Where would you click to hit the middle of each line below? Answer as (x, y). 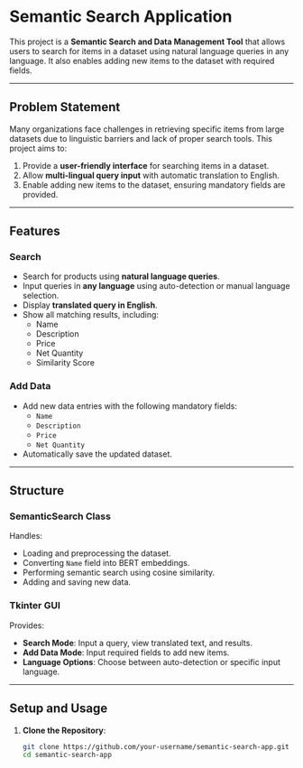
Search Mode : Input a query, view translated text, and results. (137, 643)
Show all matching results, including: (91, 315)
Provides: (27, 625)
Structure (37, 490)
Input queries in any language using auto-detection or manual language (156, 286)
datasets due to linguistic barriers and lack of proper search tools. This (141, 138)
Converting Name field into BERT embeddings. (106, 563)
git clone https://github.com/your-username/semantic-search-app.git (156, 746)
